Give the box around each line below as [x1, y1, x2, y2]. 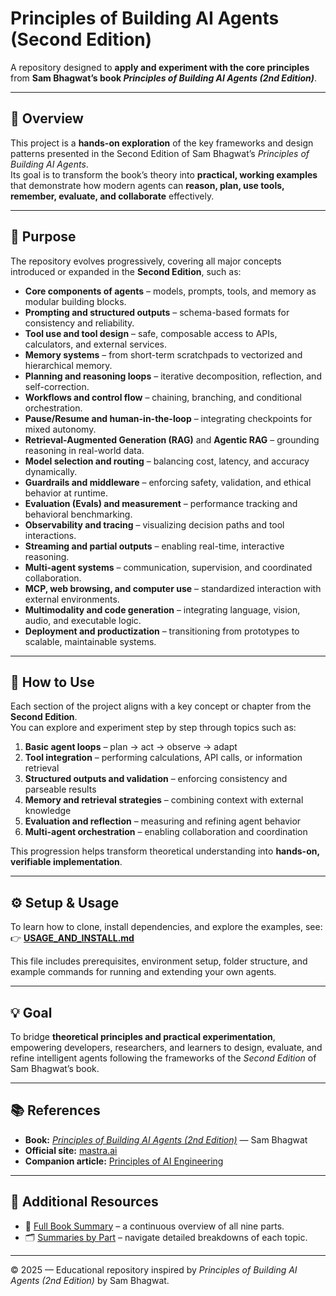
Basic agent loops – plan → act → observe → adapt [24, 741, 238, 753]
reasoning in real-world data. [24, 444, 145, 456]
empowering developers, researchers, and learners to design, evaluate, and [10, 1042, 323, 1053]
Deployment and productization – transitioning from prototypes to [24, 625, 300, 637]
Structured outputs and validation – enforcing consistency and [24, 773, 288, 785]
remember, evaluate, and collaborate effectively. [10, 190, 215, 202]
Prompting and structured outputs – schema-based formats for [24, 306, 290, 318]
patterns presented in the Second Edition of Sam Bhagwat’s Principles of [10, 147, 310, 159]
